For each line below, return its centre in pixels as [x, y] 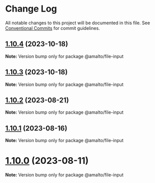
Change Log [31, 9]
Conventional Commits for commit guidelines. [53, 28]
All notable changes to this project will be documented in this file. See [78, 23]
